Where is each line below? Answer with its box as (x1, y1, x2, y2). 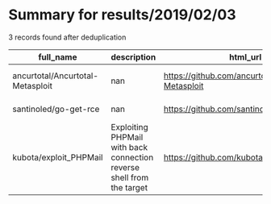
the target (110, 181, 148, 193)
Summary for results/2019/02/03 (8, 6, 236, 24)
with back (110, 141, 148, 152)
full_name (38, 51, 77, 62)
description (110, 51, 156, 62)
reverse (110, 161, 140, 173)
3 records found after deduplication (8, 32, 127, 42)
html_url (229, 51, 262, 62)
